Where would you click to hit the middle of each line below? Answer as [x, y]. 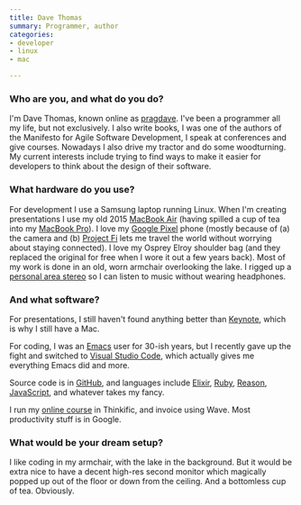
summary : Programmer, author [64, 26]
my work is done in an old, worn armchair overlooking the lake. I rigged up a [150, 266]
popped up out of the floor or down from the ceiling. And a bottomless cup [148, 482]
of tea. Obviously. [42, 491]
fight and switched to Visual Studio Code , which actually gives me [132, 356]
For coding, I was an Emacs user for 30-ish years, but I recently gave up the [150, 346]
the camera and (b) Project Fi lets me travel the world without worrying [141, 238]
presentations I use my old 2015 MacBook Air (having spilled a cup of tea [145, 219]
